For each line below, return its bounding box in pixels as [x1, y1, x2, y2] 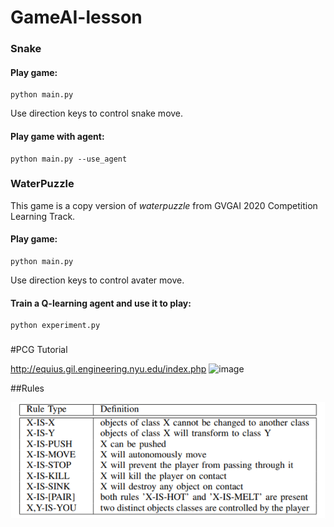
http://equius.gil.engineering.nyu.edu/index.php [10, 363, 207, 375]
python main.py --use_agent [10, 154, 128, 164]
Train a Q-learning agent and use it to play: [10, 297, 192, 309]
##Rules [10, 382, 45, 395]
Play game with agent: [10, 130, 105, 142]
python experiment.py [10, 321, 101, 331]
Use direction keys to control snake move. [10, 107, 184, 120]
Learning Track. [10, 210, 76, 222]
